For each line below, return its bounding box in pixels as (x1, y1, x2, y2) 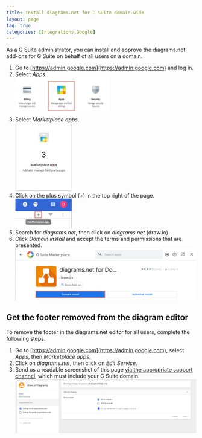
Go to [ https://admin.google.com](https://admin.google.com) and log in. (14, 64, 194, 72)
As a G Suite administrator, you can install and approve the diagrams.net (6, 46, 186, 54)
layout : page (6, 16, 39, 22)
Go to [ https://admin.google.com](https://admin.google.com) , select (14, 346, 185, 353)
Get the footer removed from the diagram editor (6, 312, 189, 323)
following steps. (6, 335, 46, 342)
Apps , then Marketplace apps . (14, 353, 91, 360)
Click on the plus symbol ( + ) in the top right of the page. (14, 192, 155, 199)
